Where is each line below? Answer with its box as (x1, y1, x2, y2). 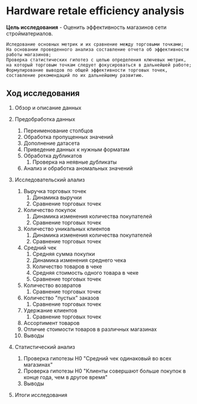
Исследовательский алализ (14, 176, 85, 183)
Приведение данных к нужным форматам (23, 146, 130, 153)
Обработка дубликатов (23, 152, 82, 159)
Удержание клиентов (23, 307, 77, 314)
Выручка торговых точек (23, 187, 87, 194)
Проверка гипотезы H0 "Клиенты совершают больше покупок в (23, 367, 186, 374)
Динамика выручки (32, 194, 82, 201)
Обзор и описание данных (14, 104, 82, 111)
